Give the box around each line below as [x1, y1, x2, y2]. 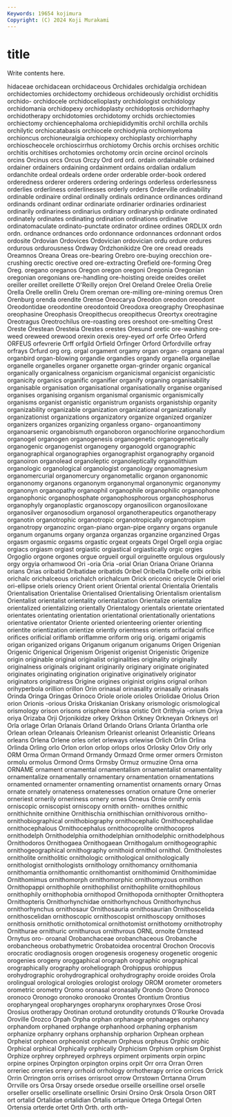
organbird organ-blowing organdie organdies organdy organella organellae [7, 354, 220, 363]
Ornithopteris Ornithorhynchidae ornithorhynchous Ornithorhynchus [7, 898, 202, 906]
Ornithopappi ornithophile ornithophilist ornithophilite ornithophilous [7, 883, 201, 892]
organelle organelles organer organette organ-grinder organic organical [7, 362, 211, 370]
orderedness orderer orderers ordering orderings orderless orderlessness [7, 178, 217, 187]
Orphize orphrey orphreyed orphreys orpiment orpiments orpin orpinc [7, 1052, 206, 1060]
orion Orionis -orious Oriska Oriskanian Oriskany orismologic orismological [7, 700, 220, 708]
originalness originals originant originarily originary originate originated [7, 663, 209, 671]
